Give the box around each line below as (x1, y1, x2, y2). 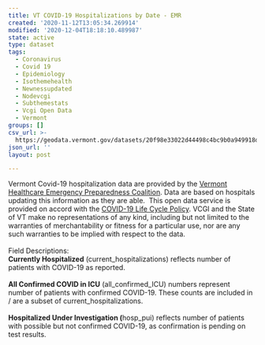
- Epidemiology (15, 70, 65, 78)
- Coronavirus (15, 56, 62, 64)
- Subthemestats (15, 99, 69, 107)
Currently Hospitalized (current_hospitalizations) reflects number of (8, 254, 231, 264)
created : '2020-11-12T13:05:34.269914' (8, 19, 140, 27)
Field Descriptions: (8, 246, 69, 256)
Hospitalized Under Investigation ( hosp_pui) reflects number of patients (8, 313, 244, 323)
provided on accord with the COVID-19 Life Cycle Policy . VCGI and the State (8, 204, 255, 213)
